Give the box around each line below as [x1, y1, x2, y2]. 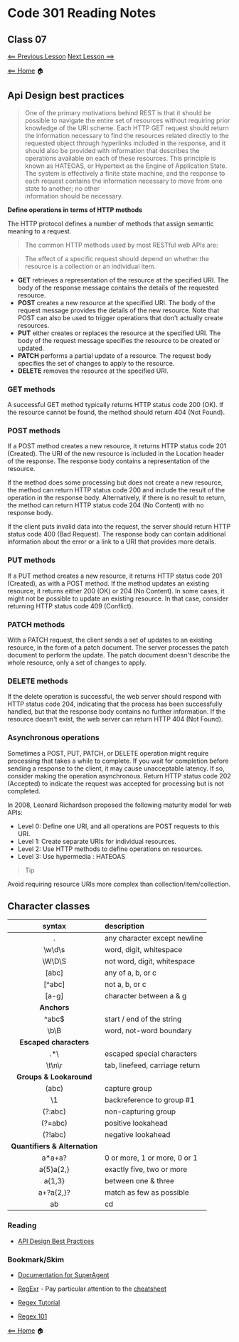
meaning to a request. [7, 226, 72, 236]
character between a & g [104, 991, 187, 1001]
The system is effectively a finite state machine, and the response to [24, 169, 225, 177]
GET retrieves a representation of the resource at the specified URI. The [17, 275, 229, 284]
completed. [7, 786, 41, 795]
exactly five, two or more [104, 1165, 188, 1175]
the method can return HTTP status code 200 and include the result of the [7, 486, 225, 495]
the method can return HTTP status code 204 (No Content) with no [7, 501, 204, 509]
